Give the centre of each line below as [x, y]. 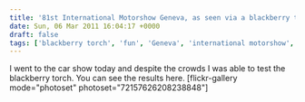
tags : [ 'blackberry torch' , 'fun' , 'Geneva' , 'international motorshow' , [152, 43]
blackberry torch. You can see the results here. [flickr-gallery [123, 79]
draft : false [34, 34]
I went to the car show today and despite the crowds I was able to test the [148, 69]
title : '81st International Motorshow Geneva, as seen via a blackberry [150, 18]
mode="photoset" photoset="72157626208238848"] [109, 88]
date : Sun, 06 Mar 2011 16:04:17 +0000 [85, 26]
